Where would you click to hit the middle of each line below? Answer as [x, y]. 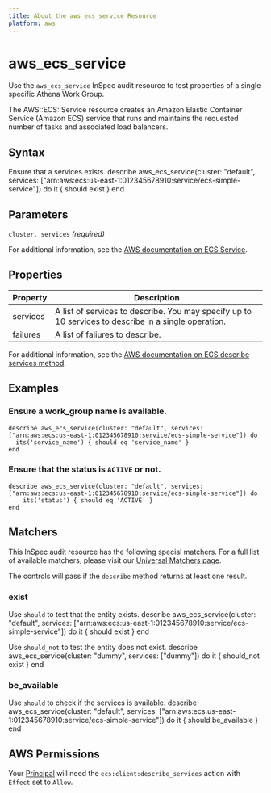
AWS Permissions [54, 754]
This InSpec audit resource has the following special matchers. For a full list [134, 552]
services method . [38, 363]
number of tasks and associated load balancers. [88, 127]
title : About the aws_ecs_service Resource [83, 16]
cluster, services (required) [56, 234]
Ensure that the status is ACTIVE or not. [85, 469]
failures [27, 334]
